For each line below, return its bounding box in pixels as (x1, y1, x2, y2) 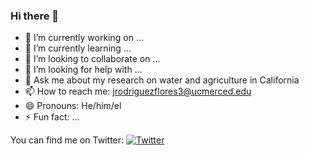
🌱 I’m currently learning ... (24, 42, 132, 54)
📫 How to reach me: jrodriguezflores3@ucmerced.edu (24, 85, 252, 98)
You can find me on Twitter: (10, 134, 125, 146)
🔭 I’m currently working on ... (24, 32, 144, 44)
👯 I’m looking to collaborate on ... (24, 53, 161, 65)
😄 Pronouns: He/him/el (24, 100, 122, 112)
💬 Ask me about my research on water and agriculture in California (24, 74, 300, 86)
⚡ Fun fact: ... (24, 111, 80, 123)
